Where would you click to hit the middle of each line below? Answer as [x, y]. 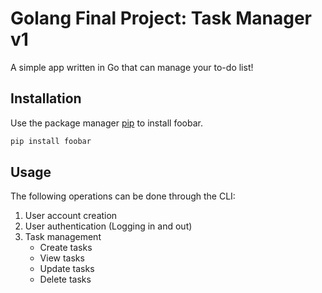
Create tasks [66, 248]
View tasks [62, 258]
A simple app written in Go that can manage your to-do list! [132, 67]
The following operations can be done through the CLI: [123, 196]
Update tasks [67, 269]
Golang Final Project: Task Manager [161, 18]
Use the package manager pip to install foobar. [106, 123]
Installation [46, 98]
